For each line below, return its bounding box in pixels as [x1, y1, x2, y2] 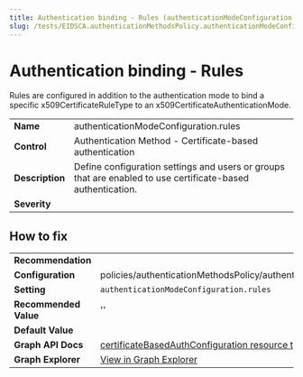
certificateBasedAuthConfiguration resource [100, 339, 289, 352]
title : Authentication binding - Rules [9, 13, 160, 23]
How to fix [9, 228, 68, 244]
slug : [9, 22, 30, 31]
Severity [14, 198, 51, 210]
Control [14, 141, 47, 153]
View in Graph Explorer [100, 354, 198, 366]
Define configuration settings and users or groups [73, 161, 286, 173]
